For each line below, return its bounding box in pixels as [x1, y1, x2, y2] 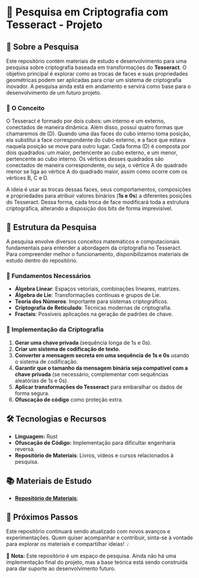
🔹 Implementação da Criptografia [6, 326, 104, 334]
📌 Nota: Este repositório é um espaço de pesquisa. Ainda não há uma [6, 552, 176, 560]
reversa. [14, 445, 36, 452]
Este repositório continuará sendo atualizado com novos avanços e [6, 528, 170, 535]
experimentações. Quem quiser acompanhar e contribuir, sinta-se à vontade [6, 534, 193, 541]
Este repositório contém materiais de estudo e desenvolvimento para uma [6, 58, 187, 64]
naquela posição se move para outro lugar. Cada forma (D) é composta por [6, 143, 190, 150]
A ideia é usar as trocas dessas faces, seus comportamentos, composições [6, 186, 191, 193]
